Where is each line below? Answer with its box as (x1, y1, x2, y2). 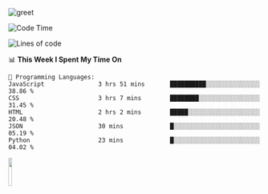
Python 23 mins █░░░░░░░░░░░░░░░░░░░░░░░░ (8, 136, 261, 144)
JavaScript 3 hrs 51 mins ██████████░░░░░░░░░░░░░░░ (8, 80, 261, 88)
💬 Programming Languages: (8, 73, 95, 81)
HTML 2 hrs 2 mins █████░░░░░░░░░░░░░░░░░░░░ (8, 108, 261, 116)
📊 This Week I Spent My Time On (8, 55, 122, 64)
